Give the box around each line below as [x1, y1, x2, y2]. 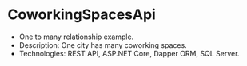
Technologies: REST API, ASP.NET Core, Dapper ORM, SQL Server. [18, 49, 240, 58]
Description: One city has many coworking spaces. [18, 40, 187, 49]
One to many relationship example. [18, 32, 134, 41]
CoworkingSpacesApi [7, 6, 157, 24]
